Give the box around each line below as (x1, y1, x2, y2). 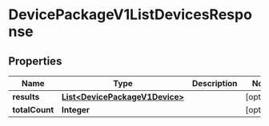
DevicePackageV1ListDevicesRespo (8, 6, 252, 24)
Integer (61, 104, 90, 115)
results (12, 92, 40, 102)
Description (191, 78, 238, 89)
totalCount (12, 104, 54, 115)
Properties (8, 54, 62, 68)
